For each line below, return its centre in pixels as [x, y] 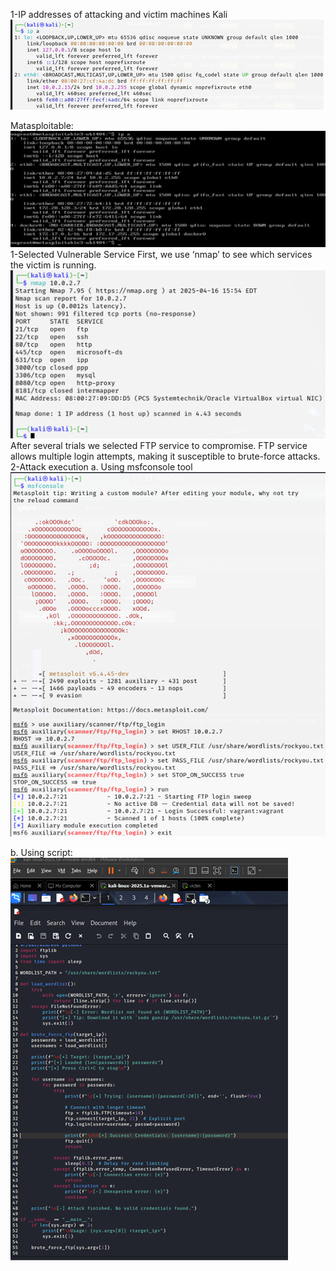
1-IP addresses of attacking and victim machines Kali [119, 14]
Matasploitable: [42, 125]
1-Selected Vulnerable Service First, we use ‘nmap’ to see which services [161, 255]
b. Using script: [41, 852]
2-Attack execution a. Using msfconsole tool [101, 466]
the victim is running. [53, 265]
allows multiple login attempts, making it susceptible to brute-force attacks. [165, 456]
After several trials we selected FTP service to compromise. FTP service [159, 445]
